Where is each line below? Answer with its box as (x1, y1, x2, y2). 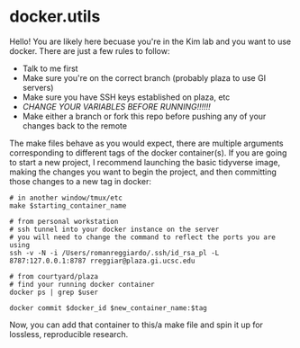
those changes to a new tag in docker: (9, 175, 151, 186)
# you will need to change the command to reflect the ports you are (9, 232, 277, 242)
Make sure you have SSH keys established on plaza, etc (22, 92, 231, 103)
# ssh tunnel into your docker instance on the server (9, 225, 220, 234)
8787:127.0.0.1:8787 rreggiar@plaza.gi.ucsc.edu (9, 256, 195, 265)
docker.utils (9, 6, 101, 27)
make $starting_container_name (9, 201, 127, 210)
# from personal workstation (9, 217, 119, 226)
